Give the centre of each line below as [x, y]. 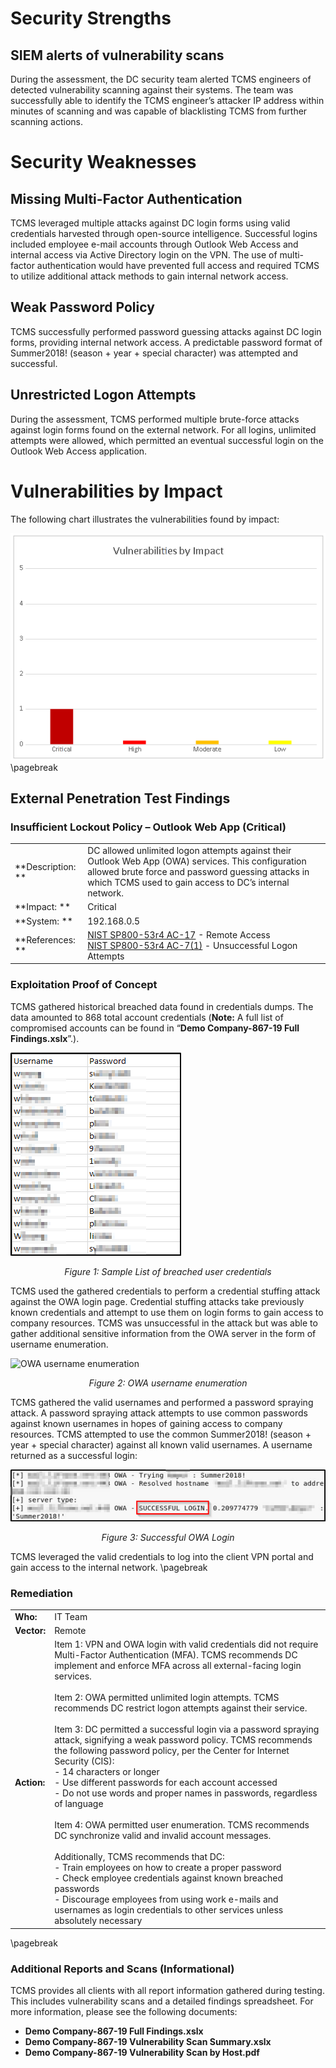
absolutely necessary [98, 1921]
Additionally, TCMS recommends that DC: [139, 1857]
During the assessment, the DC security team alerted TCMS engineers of [161, 79]
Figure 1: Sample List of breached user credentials [168, 1271]
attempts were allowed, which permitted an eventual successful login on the [167, 440]
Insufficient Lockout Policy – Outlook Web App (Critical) [148, 827]
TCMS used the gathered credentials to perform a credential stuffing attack [165, 1291]
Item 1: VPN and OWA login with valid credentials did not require [186, 1644]
